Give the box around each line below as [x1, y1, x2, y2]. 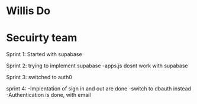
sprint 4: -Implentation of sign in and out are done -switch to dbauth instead [6, 85, 191, 92]
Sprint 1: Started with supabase [6, 51, 82, 58]
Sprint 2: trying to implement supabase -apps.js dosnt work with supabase [6, 62, 188, 69]
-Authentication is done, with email [6, 92, 91, 99]
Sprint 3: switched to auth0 [6, 74, 72, 81]
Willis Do [6, 4, 51, 18]
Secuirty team [6, 31, 77, 45]
